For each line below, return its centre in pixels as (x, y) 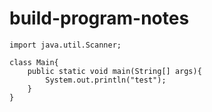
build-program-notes (99, 18)
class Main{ (34, 62)
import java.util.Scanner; (65, 45)
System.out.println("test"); (106, 80)
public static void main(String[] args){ (114, 71)
